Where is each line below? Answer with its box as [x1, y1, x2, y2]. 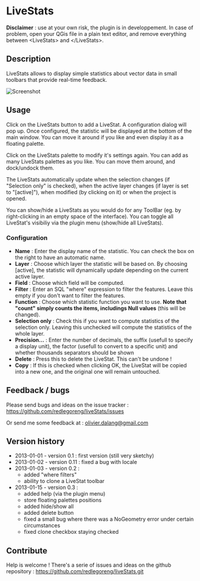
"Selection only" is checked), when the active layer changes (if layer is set [6, 182, 189, 189]
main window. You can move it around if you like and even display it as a [6, 133, 184, 141]
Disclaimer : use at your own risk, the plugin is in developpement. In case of [6, 24, 193, 31]
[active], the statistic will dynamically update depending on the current [14, 266, 189, 273]
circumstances [23, 522, 61, 529]
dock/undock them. [6, 164, 55, 171]
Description [6, 54, 51, 64]
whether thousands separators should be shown [14, 349, 134, 356]
